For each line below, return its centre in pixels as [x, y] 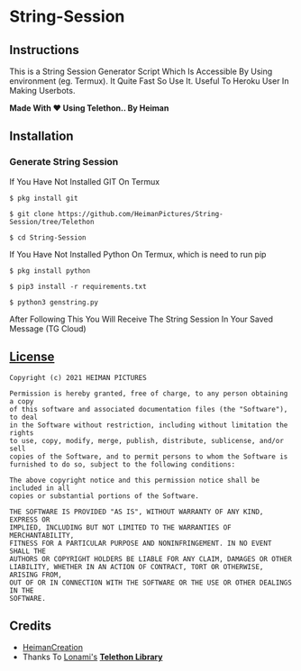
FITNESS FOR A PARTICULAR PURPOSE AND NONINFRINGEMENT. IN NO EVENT [141, 543]
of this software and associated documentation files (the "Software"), [149, 409]
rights [22, 433]
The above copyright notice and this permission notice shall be [134, 480]
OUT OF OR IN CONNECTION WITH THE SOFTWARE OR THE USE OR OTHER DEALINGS [151, 583]
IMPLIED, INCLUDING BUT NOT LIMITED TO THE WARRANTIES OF [120, 527]
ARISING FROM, [36, 575]
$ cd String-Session [48, 237]
